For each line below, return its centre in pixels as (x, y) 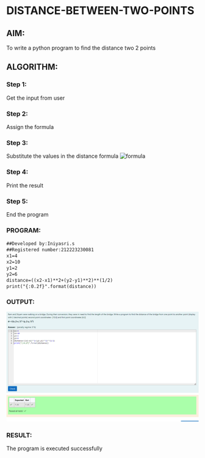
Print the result (25, 185)
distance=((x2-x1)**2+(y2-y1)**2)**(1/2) (60, 281)
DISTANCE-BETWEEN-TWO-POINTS (100, 11)
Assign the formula (30, 127)
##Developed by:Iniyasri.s (41, 244)
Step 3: (17, 142)
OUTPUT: (20, 302)
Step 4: (17, 172)
